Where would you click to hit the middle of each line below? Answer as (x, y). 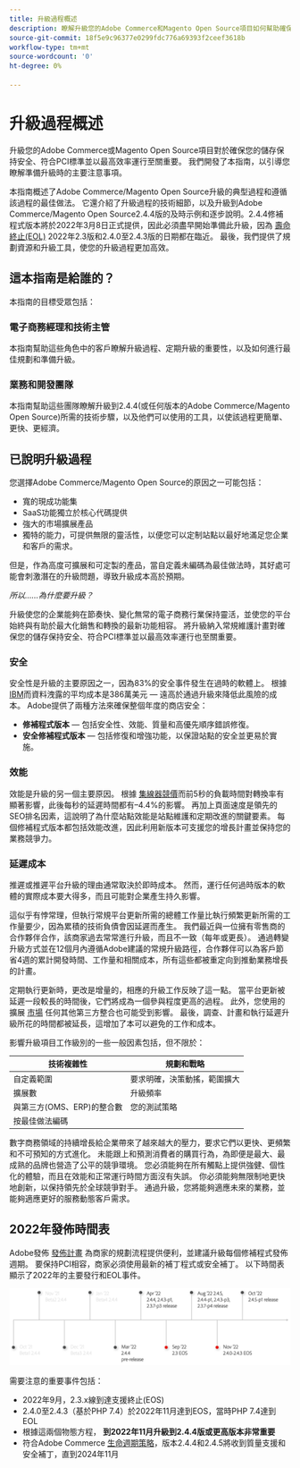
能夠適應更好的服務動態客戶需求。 (72, 1198)
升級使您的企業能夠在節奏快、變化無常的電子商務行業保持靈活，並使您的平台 (150, 615)
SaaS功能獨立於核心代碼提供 (75, 513)
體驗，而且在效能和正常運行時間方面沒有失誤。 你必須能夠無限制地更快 (155, 1175)
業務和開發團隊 (42, 385)
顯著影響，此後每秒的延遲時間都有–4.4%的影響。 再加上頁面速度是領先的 (144, 804)
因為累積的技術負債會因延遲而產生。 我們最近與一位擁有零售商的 (167, 926)
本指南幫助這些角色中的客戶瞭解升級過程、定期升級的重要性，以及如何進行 (146, 348)
